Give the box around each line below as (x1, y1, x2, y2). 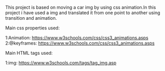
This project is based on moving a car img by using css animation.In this (5, 5, 156, 10)
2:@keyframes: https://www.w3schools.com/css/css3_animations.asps (5, 40, 155, 46)
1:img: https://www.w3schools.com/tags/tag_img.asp (5, 60, 117, 65)
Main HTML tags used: (5, 50, 53, 56)
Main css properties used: (5, 25, 60, 31)
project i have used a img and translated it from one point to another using (5, 10, 160, 16)
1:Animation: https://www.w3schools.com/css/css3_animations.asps (5, 35, 149, 41)
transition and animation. (5, 15, 57, 21)
